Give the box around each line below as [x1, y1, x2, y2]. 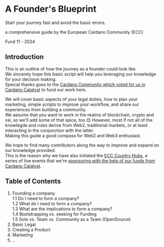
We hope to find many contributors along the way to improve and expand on [5, 142, 160, 148]
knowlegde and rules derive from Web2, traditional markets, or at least [5, 122, 148, 128]
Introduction [5, 53, 44, 61]
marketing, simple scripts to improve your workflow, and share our [5, 101, 139, 107]
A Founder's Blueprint [5, 3, 97, 15]
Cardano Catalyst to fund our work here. [5, 87, 87, 93]
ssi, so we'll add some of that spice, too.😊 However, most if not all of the [5, 117, 153, 123]
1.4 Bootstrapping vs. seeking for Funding [12, 211, 97, 217]
